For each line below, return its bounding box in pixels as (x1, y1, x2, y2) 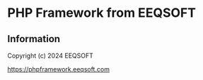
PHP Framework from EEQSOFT (7, 5, 197, 21)
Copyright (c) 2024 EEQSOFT (7, 51, 93, 60)
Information (7, 33, 61, 45)
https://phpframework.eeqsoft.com (7, 65, 110, 73)
